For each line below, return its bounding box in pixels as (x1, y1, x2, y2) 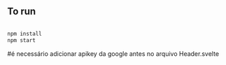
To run (7, 6, 36, 17)
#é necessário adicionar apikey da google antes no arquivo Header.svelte (7, 49, 219, 58)
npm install (7, 30, 42, 37)
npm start (7, 36, 36, 44)
